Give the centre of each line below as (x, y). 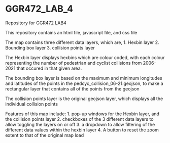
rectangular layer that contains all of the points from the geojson (72, 88)
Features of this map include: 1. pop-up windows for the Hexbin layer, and (82, 114)
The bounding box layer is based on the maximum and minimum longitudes (84, 78)
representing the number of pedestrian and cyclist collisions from (74, 63)
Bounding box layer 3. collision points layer (50, 47)
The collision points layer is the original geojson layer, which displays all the (84, 99)
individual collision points (32, 104)
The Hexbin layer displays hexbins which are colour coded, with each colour (85, 57)
